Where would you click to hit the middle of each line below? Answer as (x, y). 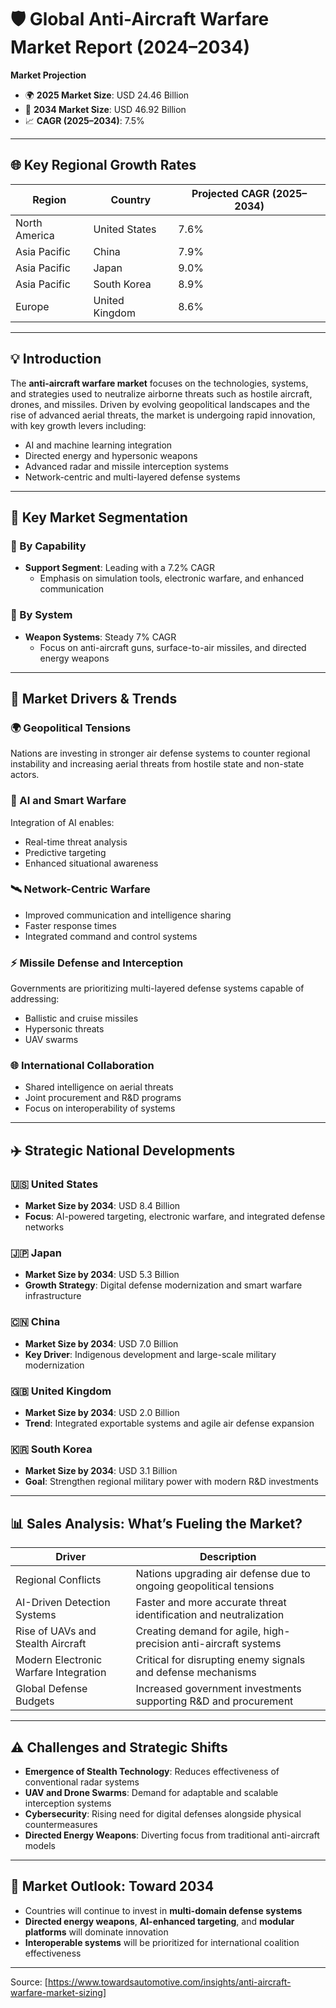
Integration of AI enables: (62, 822)
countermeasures (61, 1824)
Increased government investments (218, 1689)
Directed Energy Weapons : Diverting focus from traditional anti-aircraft (172, 1835)
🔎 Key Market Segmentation (99, 517)
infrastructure (53, 1296)
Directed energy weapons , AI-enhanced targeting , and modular (159, 1921)
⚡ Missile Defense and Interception (97, 963)
